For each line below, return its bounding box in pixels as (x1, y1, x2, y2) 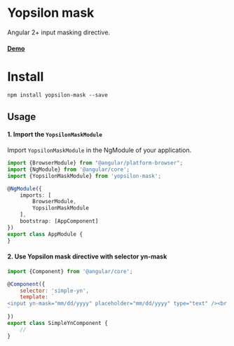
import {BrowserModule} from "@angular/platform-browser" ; (7, 160, 184, 167)
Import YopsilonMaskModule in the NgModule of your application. (7, 146, 192, 155)
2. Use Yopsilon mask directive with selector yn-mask (7, 252, 167, 261)
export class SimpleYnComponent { (7, 319, 109, 326)
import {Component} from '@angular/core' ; (7, 268, 133, 275)
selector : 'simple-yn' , (20, 287, 90, 294)
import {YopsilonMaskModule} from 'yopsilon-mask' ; (7, 172, 161, 179)
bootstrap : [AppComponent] (20, 218, 99, 225)
